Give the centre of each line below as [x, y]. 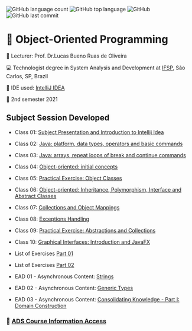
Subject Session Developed [58, 118]
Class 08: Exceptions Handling [52, 219]
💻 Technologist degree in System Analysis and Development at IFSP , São [96, 68]
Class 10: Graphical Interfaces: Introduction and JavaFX [82, 242]
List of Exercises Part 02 [44, 265]
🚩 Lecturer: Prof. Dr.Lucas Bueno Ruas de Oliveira [66, 56]
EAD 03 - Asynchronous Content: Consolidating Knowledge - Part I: [97, 299]
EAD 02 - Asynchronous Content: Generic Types [74, 288]
